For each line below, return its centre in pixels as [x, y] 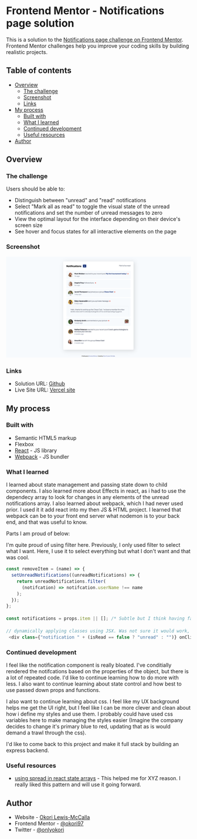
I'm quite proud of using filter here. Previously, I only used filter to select [93, 545]
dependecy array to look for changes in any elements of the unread [87, 497]
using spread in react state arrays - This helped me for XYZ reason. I [97, 778]
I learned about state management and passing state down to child [87, 485]
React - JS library [36, 450]
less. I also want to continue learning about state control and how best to [94, 684]
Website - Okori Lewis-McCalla [52, 817]
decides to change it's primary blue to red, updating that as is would [89, 726]
